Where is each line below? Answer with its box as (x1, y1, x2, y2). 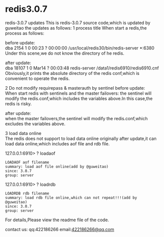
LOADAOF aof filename (5, 160, 50, 165)
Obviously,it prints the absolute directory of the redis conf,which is (5, 70, 140, 76)
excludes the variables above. (5, 121, 65, 127)
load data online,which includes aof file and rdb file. (5, 140, 110, 146)
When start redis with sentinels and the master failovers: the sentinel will (5, 90, 152, 96)
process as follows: (5, 30, 45, 36)
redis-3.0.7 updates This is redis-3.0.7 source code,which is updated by (5, 20, 151, 26)
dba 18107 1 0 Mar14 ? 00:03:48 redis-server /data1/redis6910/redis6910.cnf (5, 65, 159, 71)
